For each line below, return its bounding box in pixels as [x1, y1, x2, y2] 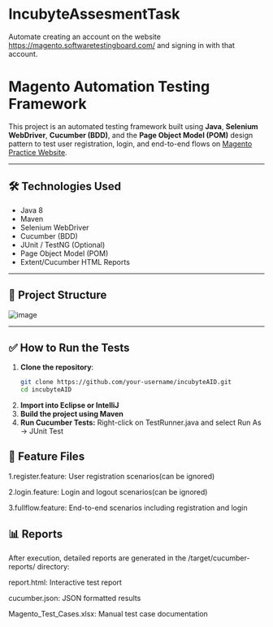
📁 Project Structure [8, 288, 107, 302]
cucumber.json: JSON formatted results [8, 593, 141, 603]
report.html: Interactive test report [8, 577, 122, 587]
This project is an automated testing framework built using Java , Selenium [8, 121, 258, 131]
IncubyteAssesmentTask [8, 5, 180, 24]
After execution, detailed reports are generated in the [8, 553, 187, 563]
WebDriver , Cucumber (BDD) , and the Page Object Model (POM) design [8, 130, 253, 140]
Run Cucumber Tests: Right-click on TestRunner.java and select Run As [19, 417, 262, 427]
